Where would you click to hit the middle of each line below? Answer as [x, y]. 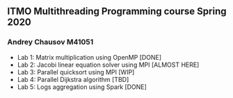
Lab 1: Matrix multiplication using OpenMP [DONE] [89, 57]
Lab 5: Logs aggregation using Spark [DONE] [82, 87]
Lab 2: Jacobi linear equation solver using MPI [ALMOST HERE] [108, 65]
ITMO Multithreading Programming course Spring [117, 11]
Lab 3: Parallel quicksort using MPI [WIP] [76, 72]
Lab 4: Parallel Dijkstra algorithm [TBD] [73, 79]
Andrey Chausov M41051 [50, 42]
